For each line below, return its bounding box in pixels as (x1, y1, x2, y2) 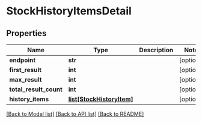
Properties (6, 28, 47, 38)
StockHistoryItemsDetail (6, 4, 132, 18)
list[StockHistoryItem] (68, 95, 133, 103)
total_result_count (9, 85, 63, 94)
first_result (9, 66, 42, 74)
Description (139, 46, 174, 54)
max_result (9, 76, 42, 83)
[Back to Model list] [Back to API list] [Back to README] (6, 110, 144, 118)
